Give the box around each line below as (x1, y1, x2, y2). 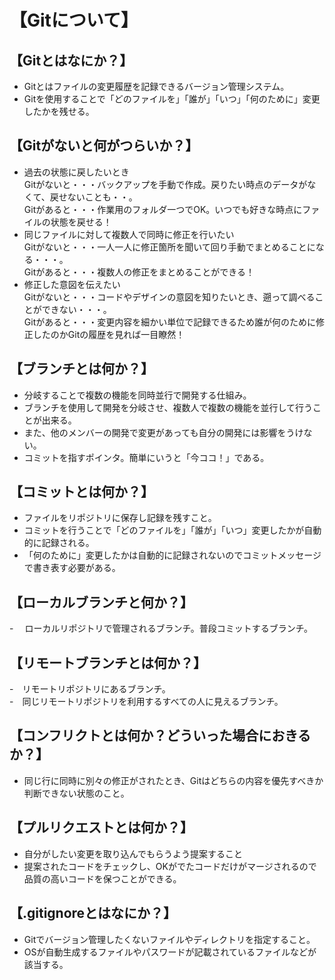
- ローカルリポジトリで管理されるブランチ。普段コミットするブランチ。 (9, 622, 313, 635)
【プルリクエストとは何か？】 (9, 819, 194, 836)
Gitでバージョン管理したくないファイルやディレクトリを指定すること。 (23, 933, 316, 945)
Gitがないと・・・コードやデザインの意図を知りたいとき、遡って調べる (23, 291, 316, 303)
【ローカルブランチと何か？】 (9, 594, 194, 611)
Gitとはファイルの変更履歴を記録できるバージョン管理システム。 (23, 81, 290, 92)
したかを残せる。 (23, 106, 95, 117)
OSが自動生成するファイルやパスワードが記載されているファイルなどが (23, 946, 317, 958)
